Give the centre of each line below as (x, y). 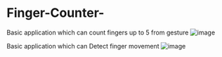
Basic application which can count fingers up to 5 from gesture (98, 32)
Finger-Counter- (55, 13)
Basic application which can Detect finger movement (83, 46)
